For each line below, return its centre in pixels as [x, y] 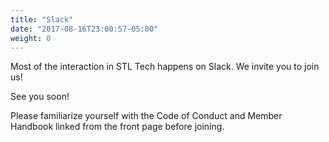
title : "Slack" [42, 19]
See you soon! [40, 97]
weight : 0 [31, 38]
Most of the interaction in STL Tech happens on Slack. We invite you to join [165, 67]
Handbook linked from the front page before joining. [117, 127]
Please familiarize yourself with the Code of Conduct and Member [146, 116]
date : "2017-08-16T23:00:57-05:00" [84, 29]
